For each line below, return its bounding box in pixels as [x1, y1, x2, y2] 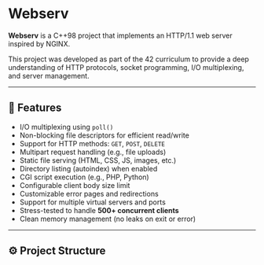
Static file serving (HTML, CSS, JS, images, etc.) [19, 155, 177, 165]
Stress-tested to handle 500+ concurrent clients [19, 205, 179, 215]
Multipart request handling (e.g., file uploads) [19, 147, 167, 156]
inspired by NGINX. [8, 39, 71, 48]
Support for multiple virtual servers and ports [19, 197, 167, 207]
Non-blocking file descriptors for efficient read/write [19, 131, 190, 140]
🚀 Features [8, 101, 62, 115]
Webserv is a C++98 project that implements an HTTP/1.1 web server [8, 31, 233, 40]
